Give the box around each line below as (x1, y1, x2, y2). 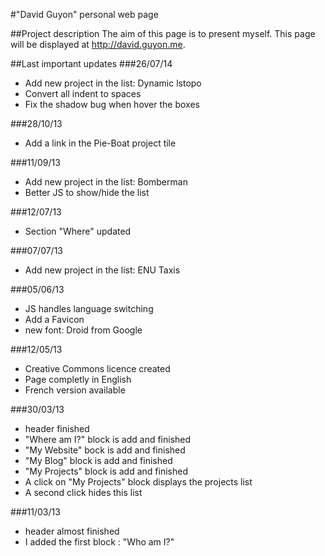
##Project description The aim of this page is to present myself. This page (10, 28, 316, 39)
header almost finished (24, 525, 120, 537)
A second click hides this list (24, 487, 143, 498)
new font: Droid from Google (24, 324, 143, 336)
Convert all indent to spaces (24, 88, 142, 99)
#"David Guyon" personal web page (10, 9, 159, 20)
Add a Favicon (24, 314, 85, 325)
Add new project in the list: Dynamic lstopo (24, 77, 202, 89)
